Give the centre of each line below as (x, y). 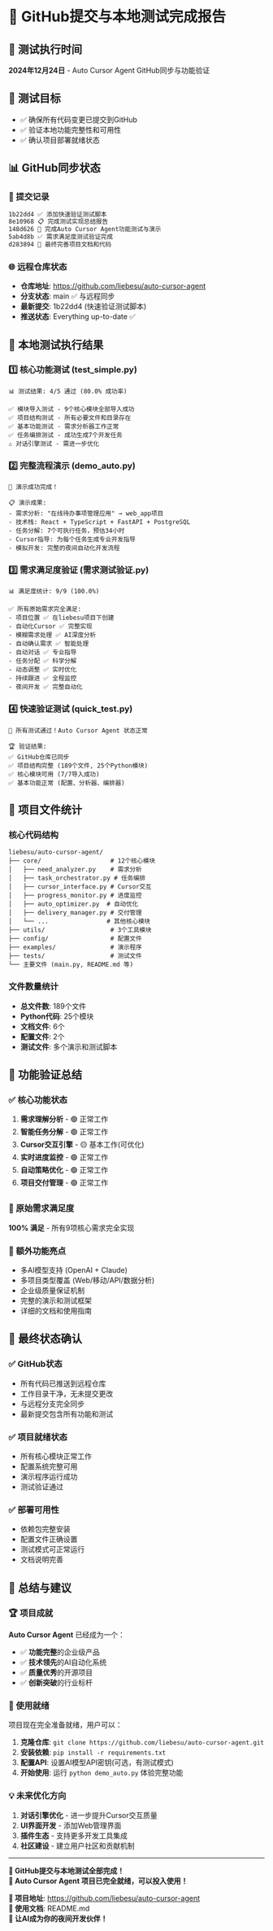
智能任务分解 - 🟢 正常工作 (64, 1132)
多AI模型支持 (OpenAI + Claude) (74, 1270)
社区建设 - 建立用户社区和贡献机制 (78, 1846)
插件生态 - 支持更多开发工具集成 (74, 1835)
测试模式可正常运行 (52, 1549)
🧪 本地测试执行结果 (56, 345)
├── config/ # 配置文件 (75, 939)
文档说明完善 (41, 1560)
